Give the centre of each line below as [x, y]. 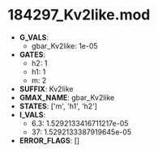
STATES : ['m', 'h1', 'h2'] [58, 106]
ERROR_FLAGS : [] [49, 140]
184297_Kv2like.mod [79, 15]
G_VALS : [34, 37]
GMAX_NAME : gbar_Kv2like [67, 97]
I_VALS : [32, 114]
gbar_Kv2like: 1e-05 [64, 45]
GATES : [32, 54]
